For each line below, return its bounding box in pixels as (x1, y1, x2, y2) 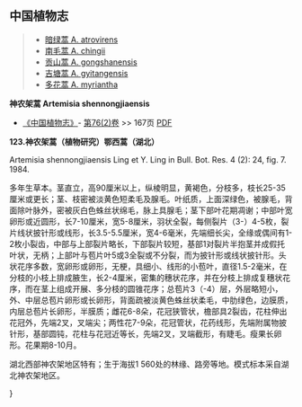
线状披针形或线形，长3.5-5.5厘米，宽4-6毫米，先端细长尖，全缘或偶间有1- (16, 227, 293, 238)
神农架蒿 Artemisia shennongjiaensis (9, 98, 150, 109)
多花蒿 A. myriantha (44, 79, 119, 90)
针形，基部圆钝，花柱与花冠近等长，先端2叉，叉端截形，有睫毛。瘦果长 (9, 328, 274, 339)
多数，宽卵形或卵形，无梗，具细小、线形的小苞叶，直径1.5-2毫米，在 (32, 261, 288, 271)
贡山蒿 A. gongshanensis (44, 57, 138, 67)
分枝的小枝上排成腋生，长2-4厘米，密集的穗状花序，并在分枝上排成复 (9, 272, 268, 283)
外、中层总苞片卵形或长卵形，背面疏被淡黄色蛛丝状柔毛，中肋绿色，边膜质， (9, 295, 293, 305)
